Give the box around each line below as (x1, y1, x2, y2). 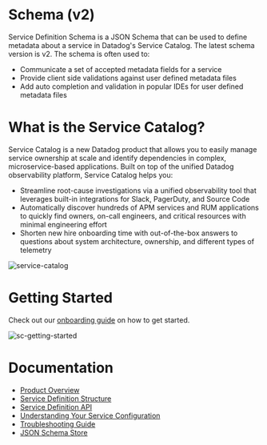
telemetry (19, 245, 52, 255)
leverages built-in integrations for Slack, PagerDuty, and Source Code (19, 194, 250, 203)
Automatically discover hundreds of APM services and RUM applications (19, 202, 260, 212)
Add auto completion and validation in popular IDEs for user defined (19, 82, 244, 91)
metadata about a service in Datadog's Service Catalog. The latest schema (8, 40, 255, 50)
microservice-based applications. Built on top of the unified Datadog (8, 162, 234, 171)
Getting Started (8, 289, 114, 307)
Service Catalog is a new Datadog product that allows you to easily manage (8, 144, 257, 154)
